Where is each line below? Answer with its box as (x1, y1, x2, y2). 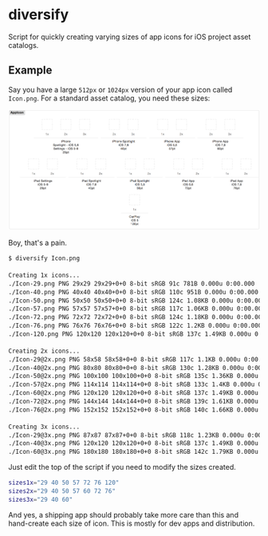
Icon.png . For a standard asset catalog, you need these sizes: (8, 93, 211, 103)
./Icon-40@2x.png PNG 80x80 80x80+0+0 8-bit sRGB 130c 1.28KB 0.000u (8, 364, 245, 372)
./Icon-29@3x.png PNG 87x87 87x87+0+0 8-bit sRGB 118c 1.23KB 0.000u (8, 431, 245, 439)
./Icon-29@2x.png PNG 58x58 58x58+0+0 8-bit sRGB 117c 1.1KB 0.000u (8, 355, 241, 364)
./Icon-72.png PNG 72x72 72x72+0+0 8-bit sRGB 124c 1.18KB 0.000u (8, 313, 234, 321)
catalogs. (8, 40, 39, 49)
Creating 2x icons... (8, 347, 81, 355)
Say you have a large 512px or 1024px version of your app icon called (8, 85, 233, 94)
